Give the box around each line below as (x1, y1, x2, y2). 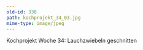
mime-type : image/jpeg (6, 20, 64, 26)
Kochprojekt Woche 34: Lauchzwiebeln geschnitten (6, 37, 137, 45)
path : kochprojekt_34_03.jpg (6, 15, 81, 21)
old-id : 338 (6, 9, 37, 15)
